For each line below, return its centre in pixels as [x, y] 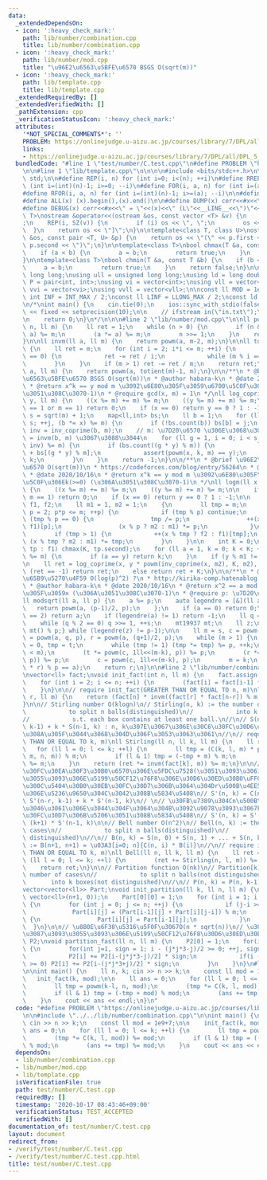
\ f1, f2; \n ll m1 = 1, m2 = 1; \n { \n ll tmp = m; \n [135, 504]
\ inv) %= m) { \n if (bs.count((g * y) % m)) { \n [119, 445]
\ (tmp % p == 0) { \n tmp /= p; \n [106, 519]
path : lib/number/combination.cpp [79, 38]
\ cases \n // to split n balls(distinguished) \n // [126, 831]
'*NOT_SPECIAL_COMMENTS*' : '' [73, 134]
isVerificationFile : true [58, 1082]
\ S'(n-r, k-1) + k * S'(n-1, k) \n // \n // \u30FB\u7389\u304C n [130, 801]
